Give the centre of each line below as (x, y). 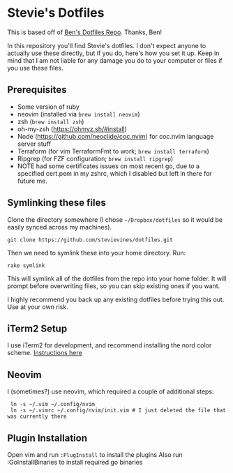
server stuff (34, 144)
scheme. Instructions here (45, 353)
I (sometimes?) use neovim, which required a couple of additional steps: (111, 391)
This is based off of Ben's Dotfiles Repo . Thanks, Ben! (85, 32)
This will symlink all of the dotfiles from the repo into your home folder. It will (117, 278)
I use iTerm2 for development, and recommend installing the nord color (110, 345)
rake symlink (26, 265)
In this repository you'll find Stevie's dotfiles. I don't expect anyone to (107, 45)
